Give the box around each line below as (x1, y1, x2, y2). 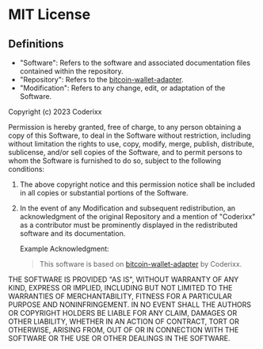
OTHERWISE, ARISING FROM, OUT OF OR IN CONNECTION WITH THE (8, 325, 239, 334)
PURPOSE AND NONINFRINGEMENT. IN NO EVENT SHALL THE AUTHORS (8, 300, 252, 309)
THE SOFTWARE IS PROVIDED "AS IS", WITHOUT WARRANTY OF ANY (8, 275, 239, 284)
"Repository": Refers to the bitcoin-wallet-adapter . (19, 75, 184, 84)
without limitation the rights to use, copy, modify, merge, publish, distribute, (8, 139, 255, 148)
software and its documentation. (19, 229, 126, 238)
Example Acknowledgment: (19, 244, 109, 253)
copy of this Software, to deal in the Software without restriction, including (8, 131, 251, 140)
